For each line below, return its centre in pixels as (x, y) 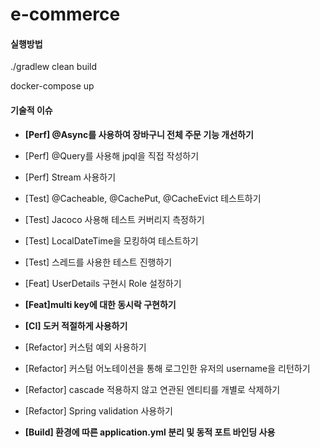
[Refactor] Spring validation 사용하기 (98, 410)
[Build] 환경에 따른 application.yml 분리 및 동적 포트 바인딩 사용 (150, 432)
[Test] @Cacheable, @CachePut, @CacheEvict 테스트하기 (143, 198)
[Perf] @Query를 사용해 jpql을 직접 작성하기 (112, 155)
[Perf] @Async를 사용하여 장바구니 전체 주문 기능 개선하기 (139, 134)
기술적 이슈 (31, 110)
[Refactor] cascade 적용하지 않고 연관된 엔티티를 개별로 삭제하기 (152, 389)
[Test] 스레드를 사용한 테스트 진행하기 (98, 262)
